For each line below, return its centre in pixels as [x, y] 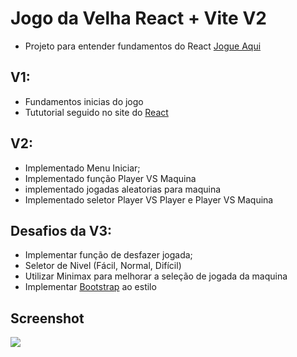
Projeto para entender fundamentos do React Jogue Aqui [143, 46]
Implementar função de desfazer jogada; [108, 255]
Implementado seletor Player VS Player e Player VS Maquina [149, 199]
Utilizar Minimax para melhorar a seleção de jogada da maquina [156, 276]
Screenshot [47, 318]
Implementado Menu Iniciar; [82, 168]
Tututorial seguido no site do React [96, 112]
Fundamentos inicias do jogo [84, 101]
